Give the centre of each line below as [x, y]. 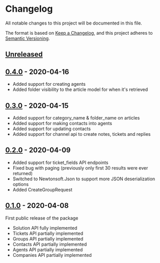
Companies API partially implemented [52, 255]
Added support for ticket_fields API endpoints [60, 162]
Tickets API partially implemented [48, 233]
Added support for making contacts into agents [62, 123]
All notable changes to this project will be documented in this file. [74, 23]
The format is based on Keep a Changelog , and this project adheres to [79, 33]
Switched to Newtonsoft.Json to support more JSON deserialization [84, 179]
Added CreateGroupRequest [42, 189]
